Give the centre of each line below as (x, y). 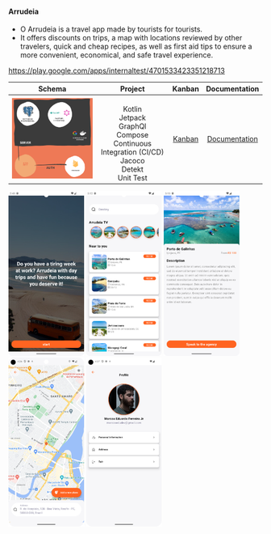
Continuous (132, 143)
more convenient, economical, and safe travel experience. (117, 55)
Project (132, 88)
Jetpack (133, 117)
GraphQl (132, 126)
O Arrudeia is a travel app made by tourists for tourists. (111, 29)
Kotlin (133, 108)
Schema (52, 88)
